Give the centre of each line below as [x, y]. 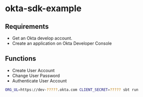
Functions [21, 59]
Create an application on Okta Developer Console [62, 43]
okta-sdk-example [43, 9]
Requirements [27, 27]
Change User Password [36, 76]
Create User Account [33, 70]
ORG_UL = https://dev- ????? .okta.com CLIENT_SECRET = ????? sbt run [72, 90]
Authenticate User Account [39, 80]
